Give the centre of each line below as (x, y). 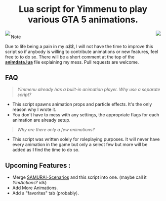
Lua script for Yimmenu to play (83, 9)
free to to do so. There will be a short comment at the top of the (70, 57)
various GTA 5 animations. (83, 20)
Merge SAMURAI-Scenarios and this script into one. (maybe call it (79, 177)
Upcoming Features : (38, 165)
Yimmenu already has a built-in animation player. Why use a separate (89, 90)
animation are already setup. (41, 120)
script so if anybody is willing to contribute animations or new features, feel (82, 51)
